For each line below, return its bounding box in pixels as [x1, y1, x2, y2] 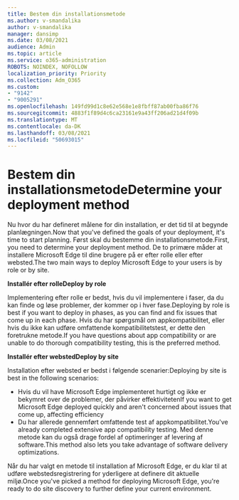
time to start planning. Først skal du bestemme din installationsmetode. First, [7, 235, 230, 244]
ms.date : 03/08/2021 [7, 37, 69, 44]
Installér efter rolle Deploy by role [7, 280, 107, 288]
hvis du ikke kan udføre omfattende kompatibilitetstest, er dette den [7, 324, 206, 332]
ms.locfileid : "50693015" [7, 136, 84, 143]
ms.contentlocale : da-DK [7, 122, 81, 130]
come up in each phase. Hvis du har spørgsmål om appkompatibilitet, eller [7, 316, 225, 324]
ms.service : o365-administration [7, 57, 107, 64]
